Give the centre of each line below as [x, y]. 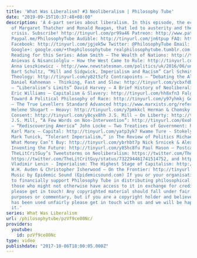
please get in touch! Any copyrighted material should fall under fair [101, 191]
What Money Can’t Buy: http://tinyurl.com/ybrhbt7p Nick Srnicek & [96, 142]
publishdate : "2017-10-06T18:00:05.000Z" [57, 246]
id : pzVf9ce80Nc [37, 235]
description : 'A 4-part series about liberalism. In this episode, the [95, 22]
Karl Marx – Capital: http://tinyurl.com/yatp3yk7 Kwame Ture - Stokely [102, 132]
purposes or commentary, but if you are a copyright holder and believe [102, 197]
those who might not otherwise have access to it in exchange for [94, 186]
